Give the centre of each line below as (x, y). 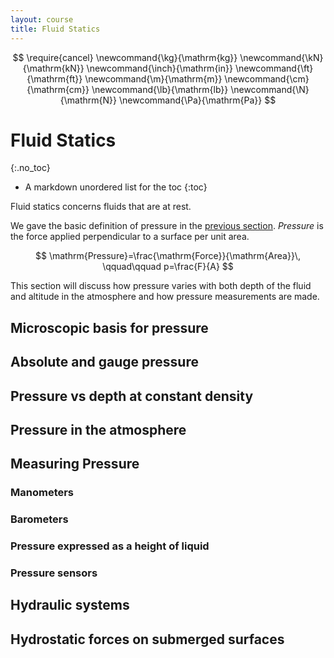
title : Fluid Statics (55, 29)
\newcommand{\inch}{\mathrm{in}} (159, 68)
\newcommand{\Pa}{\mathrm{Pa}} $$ (197, 100)
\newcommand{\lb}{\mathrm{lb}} (160, 89)
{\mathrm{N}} (88, 100)
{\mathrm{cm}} (58, 89)
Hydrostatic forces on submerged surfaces (147, 639)
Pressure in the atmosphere (98, 430)
